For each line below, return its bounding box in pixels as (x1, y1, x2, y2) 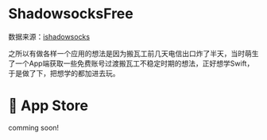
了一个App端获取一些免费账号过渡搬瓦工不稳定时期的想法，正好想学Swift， (8, 59, 254, 68)
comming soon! (8, 123, 60, 132)
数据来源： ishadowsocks (8, 32, 90, 41)
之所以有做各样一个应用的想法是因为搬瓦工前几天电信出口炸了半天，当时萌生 (8, 48, 259, 58)
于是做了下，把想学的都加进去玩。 (8, 68, 120, 78)
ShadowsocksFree (8, 5, 133, 23)
